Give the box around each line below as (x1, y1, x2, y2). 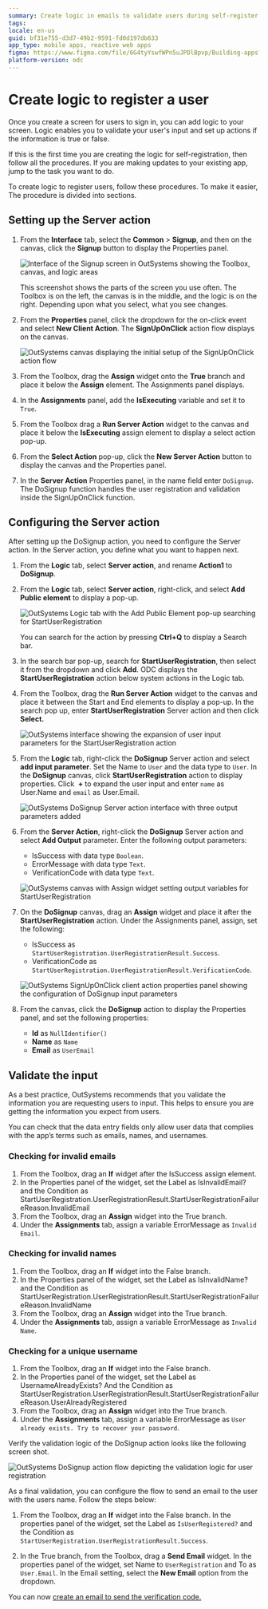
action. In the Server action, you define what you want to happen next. (8, 545, 239, 555)
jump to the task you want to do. (8, 166, 114, 176)
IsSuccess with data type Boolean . (31, 851, 144, 860)
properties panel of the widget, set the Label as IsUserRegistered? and (19, 1519, 253, 1528)
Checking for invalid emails (8, 1151, 116, 1162)
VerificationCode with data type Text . (31, 868, 155, 878)
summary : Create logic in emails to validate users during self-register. (8, 11, 262, 20)
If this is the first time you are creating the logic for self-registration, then (8, 149, 247, 159)
